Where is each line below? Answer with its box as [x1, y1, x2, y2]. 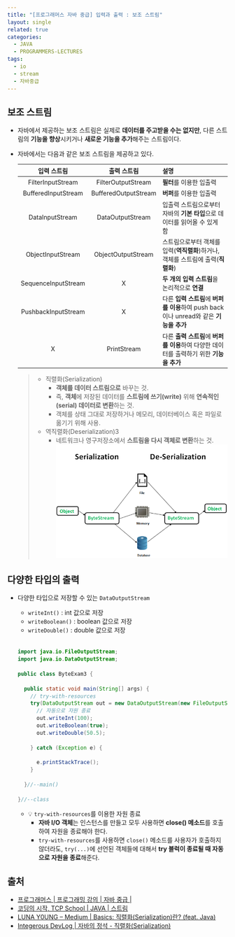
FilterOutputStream [96, 178, 152, 186]
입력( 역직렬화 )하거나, [162, 246, 220, 255]
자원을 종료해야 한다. [51, 826, 108, 836]
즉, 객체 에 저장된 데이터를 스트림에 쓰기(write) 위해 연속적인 [55, 393, 219, 401]
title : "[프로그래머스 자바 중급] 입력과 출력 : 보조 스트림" [7, 11, 163, 18]
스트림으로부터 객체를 [162, 237, 221, 246]
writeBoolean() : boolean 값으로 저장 [27, 617, 133, 626]
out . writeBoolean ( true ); [36, 722, 109, 729]
